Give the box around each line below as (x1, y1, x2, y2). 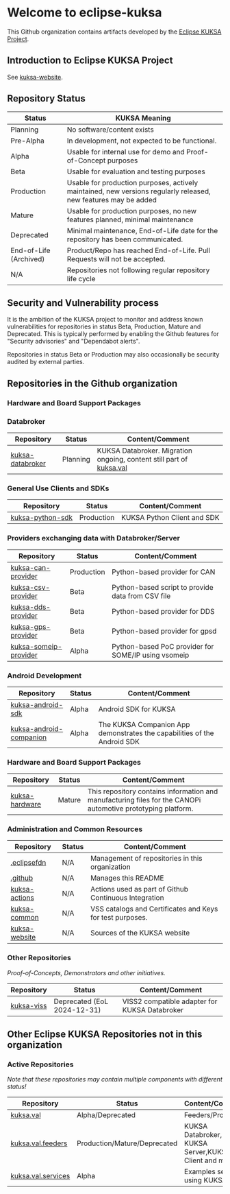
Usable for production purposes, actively (66, 178, 199, 187)
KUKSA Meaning (115, 113, 171, 123)
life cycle (66, 274, 96, 283)
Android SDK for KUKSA (98, 704, 176, 714)
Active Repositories (7, 1060, 74, 1069)
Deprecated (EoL (53, 996, 108, 1006)
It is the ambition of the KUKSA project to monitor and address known (7, 315, 203, 324)
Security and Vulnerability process (7, 297, 159, 309)
